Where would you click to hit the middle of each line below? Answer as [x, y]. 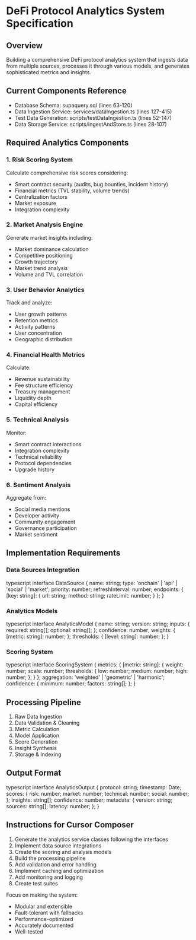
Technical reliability [38, 457]
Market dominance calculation [52, 249]
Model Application [37, 736]
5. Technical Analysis [38, 420]
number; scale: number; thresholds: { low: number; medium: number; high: [97, 671]
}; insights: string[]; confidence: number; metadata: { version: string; [89, 800]
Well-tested [29, 931]
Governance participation [46, 528]
